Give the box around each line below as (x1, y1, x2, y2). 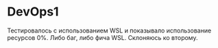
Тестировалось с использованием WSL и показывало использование (7, 26, 212, 34)
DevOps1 (7, 4, 60, 20)
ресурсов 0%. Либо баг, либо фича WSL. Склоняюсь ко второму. (7, 33, 198, 41)
